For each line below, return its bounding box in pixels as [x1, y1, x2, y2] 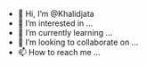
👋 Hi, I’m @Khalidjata [17, 9, 95, 19]
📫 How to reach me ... [17, 47, 101, 57]
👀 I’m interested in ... [17, 18, 94, 29]
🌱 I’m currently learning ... [17, 28, 113, 37]
